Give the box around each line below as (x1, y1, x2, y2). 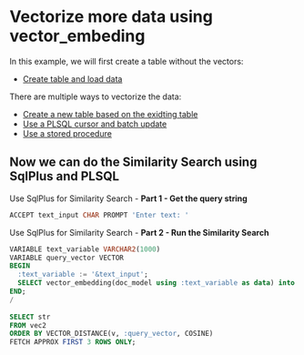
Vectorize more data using (9, 6, 214, 27)
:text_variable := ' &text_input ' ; (17, 270, 148, 279)
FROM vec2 (9, 320, 47, 330)
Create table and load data (22, 73, 123, 84)
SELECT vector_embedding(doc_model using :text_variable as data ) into (17, 279, 296, 288)
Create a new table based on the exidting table (22, 108, 198, 119)
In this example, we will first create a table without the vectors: (9, 56, 244, 66)
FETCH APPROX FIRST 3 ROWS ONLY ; (9, 338, 137, 347)
